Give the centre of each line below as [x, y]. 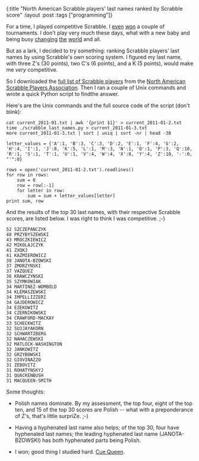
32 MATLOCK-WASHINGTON [34, 344]
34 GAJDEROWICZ [25, 302]
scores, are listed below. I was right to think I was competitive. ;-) [86, 218]
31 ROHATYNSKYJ [25, 370]
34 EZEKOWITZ [22, 308]
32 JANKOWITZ [22, 349]
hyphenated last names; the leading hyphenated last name [86, 434]
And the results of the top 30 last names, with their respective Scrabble [94, 212]
